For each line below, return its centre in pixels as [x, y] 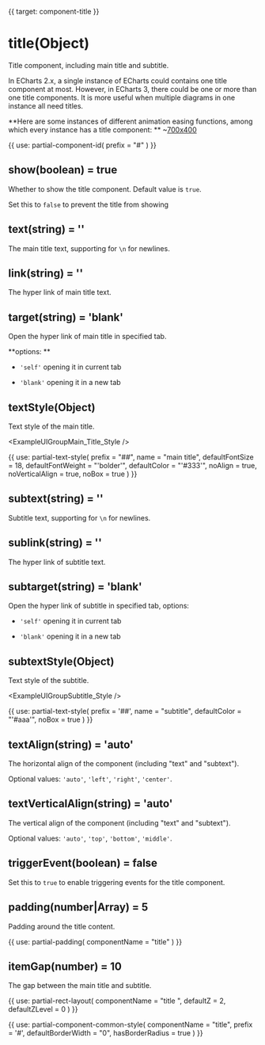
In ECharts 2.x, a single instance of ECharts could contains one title [118, 80]
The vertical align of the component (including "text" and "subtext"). [119, 822]
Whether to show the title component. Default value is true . [105, 189]
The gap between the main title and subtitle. [80, 986]
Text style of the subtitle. [49, 681]
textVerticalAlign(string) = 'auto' [91, 804]
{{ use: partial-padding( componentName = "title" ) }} [95, 941]
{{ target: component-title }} [54, 11]
